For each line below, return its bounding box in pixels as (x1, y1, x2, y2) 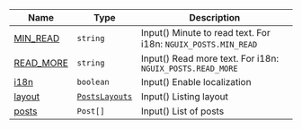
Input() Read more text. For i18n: (140, 53, 280, 64)
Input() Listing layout (140, 90, 229, 102)
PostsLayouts (76, 91, 133, 101)
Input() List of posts (140, 105, 225, 117)
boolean (76, 77, 110, 87)
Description (189, 12, 241, 23)
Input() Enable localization (140, 76, 252, 88)
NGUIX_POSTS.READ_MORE (140, 64, 238, 73)
